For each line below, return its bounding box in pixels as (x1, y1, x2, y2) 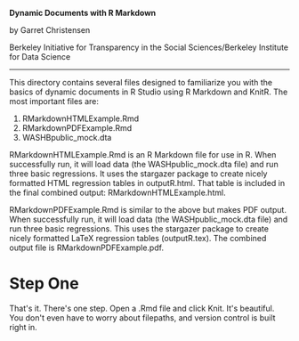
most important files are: (9, 96, 100, 106)
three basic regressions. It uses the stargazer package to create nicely (9, 168, 268, 179)
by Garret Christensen (9, 25, 91, 35)
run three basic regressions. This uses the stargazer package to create (9, 223, 270, 234)
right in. (9, 321, 37, 332)
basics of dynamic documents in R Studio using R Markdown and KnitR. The (9, 86, 288, 97)
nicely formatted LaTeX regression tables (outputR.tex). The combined (9, 233, 267, 243)
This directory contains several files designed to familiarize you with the (9, 77, 273, 87)
